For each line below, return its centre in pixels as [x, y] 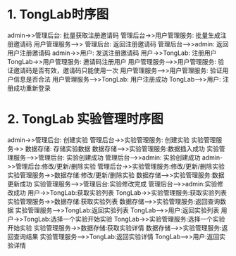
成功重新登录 [32, 88]
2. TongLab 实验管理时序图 [85, 119]
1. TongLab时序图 [58, 14]
